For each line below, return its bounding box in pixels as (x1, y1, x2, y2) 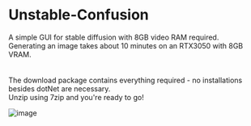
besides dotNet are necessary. (8, 83, 111, 94)
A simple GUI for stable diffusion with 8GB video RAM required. (8, 32, 219, 42)
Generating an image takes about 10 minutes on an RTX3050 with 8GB (8, 40, 244, 50)
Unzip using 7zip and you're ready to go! (8, 92, 144, 102)
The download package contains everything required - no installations (8, 75, 243, 85)
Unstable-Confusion (8, 6, 150, 24)
